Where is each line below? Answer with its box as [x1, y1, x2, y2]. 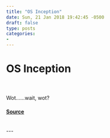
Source [6, 108, 25, 115]
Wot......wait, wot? [6, 94, 50, 101]
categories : [6, 31, 35, 37]
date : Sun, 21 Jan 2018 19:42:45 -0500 [6, 14, 105, 20]
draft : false [6, 20, 38, 26]
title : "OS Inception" [6, 8, 62, 15]
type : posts [6, 25, 35, 32]
